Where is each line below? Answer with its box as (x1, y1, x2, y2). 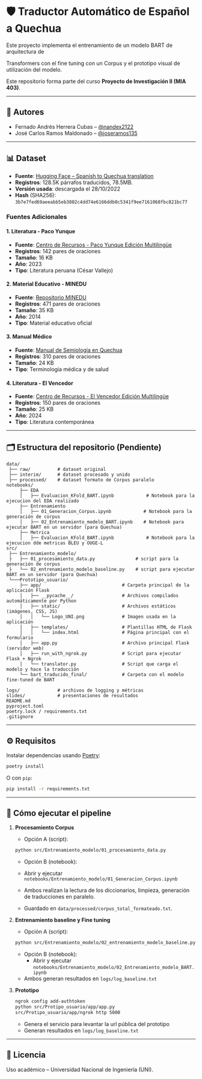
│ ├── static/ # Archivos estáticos (19, 603, 176, 609)
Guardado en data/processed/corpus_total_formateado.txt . (23, 905, 173, 912)
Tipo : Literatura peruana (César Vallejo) (14, 266, 113, 274)
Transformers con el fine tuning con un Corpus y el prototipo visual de (6, 60, 180, 67)
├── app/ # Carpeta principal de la (19, 582, 189, 588)
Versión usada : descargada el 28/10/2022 (14, 185, 121, 192)
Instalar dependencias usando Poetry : (6, 751, 100, 758)
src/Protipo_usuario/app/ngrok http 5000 (14, 1009, 120, 1015)
